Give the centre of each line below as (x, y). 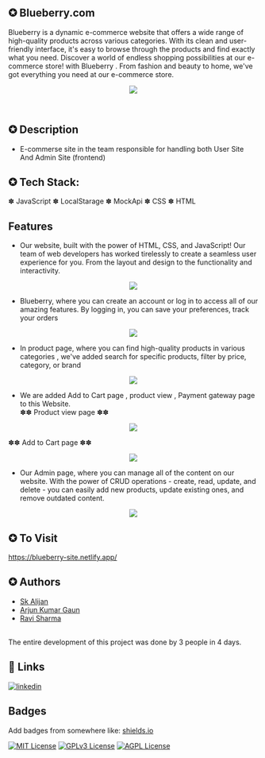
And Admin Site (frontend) (62, 157)
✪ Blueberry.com (52, 13)
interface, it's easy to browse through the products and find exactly (145, 49)
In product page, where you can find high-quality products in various (132, 348)
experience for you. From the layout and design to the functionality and (136, 262)
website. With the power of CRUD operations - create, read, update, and (138, 481)
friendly (21, 49)
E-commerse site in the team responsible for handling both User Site (132, 149)
